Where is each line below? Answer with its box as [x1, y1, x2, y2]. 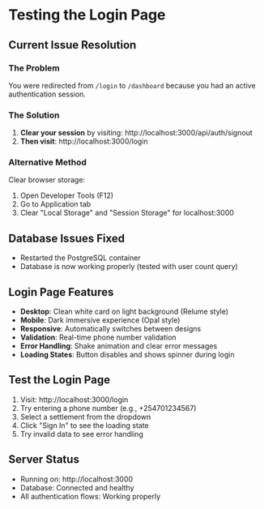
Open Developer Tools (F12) [19, 190, 114, 200]
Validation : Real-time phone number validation [19, 332, 177, 342]
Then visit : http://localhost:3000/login [19, 136, 148, 147]
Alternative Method [8, 156, 87, 168]
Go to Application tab [19, 199, 92, 209]
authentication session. [8, 89, 87, 99]
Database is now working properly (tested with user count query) [19, 262, 239, 272]
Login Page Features [8, 285, 114, 299]
